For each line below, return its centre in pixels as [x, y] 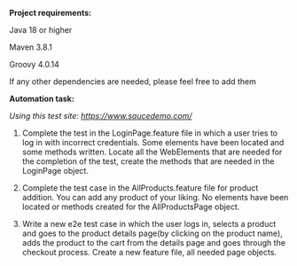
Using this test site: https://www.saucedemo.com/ [101, 116]
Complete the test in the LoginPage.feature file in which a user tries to [149, 133]
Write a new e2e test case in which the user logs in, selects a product [149, 224]
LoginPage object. [55, 171]
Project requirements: [50, 13]
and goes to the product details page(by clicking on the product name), [152, 233]
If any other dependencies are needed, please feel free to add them [133, 82]
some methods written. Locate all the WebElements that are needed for [152, 152]
